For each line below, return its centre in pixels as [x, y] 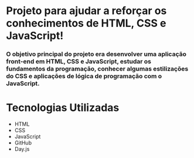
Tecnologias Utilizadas [63, 108]
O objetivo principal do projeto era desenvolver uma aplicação [96, 54]
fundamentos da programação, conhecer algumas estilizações [97, 69]
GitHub [23, 143]
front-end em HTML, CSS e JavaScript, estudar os [79, 62]
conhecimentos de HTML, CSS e [86, 23]
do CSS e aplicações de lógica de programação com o [84, 76]
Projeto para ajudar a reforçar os [86, 11]
